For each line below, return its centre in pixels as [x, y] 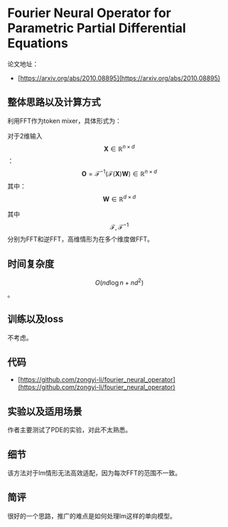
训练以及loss [36, 319]
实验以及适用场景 [45, 411]
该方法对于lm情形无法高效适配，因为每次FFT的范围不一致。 [94, 473]
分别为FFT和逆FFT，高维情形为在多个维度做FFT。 [81, 239]
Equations [38, 43]
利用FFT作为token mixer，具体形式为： [65, 121]
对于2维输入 [25, 136]
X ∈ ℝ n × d [119, 148]
